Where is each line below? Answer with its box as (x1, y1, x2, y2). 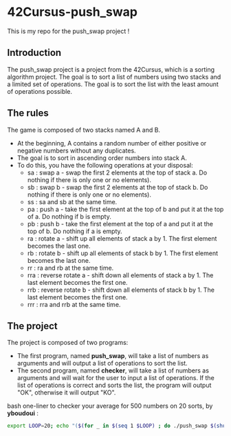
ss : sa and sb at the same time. (27, 197, 118, 206)
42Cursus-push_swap (7, 4, 137, 20)
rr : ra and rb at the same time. (27, 264, 114, 272)
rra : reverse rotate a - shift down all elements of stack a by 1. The (27, 270, 214, 279)
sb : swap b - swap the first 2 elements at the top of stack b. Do (27, 183, 208, 191)
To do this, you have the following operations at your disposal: (16, 161, 194, 169)
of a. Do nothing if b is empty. (27, 212, 111, 221)
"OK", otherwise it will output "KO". (16, 388, 116, 397)
